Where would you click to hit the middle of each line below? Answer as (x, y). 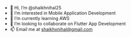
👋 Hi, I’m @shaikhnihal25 (36, 8)
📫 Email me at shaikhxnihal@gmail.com (51, 29)
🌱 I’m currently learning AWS (40, 18)
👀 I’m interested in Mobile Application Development (63, 13)
